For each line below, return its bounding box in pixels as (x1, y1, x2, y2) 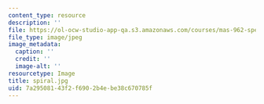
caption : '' (15, 48, 55, 56)
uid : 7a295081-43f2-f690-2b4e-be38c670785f (8, 84, 153, 92)
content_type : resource (8, 11, 86, 20)
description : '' (8, 19, 61, 27)
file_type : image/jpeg (8, 33, 82, 41)
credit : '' (15, 56, 51, 63)
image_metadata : (8, 41, 61, 48)
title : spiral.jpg (8, 77, 68, 84)
